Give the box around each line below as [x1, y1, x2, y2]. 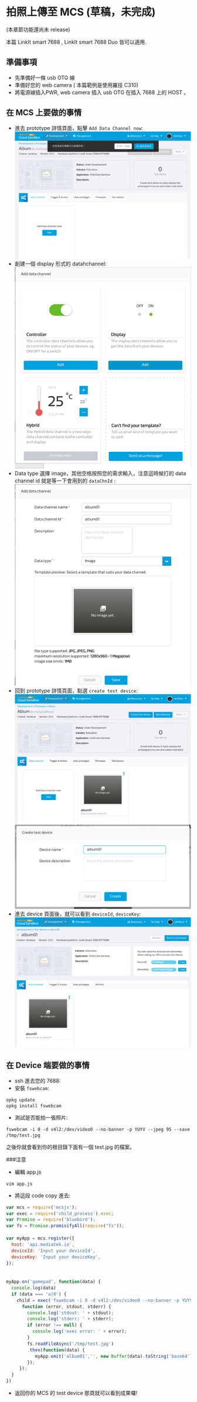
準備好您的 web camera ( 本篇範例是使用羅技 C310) [14, 81, 139, 88]
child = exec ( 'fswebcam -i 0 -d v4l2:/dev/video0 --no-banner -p [16, 1297, 180, 1303]
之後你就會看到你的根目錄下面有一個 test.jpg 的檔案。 [6, 1143, 135, 1150]
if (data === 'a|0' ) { [11, 1291, 67, 1297]
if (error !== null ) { [27, 1322, 83, 1328]
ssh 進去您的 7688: [14, 1077, 61, 1084]
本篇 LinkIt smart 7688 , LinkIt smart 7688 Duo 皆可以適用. [6, 38, 147, 45]
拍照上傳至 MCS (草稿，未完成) [6, 5, 156, 19]
